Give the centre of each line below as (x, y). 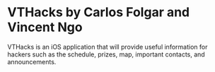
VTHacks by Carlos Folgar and (99, 12)
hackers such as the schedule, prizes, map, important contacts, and (106, 54)
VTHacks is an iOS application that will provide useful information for (107, 47)
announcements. (32, 61)
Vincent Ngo (45, 27)
